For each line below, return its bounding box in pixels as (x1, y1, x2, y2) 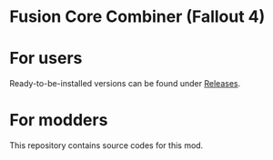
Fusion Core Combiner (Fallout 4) (9, 6, 266, 27)
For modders (9, 110, 108, 131)
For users (9, 48, 83, 69)
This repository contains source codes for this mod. (9, 140, 204, 151)
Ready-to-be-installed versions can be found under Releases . (9, 78, 241, 89)
